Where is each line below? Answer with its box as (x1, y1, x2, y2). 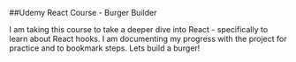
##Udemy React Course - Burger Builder (9, 8, 157, 17)
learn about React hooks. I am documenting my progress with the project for (9, 34, 287, 44)
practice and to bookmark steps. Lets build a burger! (9, 43, 201, 53)
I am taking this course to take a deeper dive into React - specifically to (9, 24, 269, 34)
